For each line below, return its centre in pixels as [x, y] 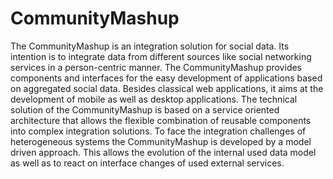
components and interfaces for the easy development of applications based [166, 78]
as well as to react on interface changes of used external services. [147, 163]
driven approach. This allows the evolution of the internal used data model [163, 152]
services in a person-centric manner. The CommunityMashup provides [156, 67]
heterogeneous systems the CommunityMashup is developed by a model [161, 141]
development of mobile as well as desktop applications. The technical [154, 99]
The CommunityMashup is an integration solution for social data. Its [150, 46]
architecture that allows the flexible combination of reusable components [161, 120]
